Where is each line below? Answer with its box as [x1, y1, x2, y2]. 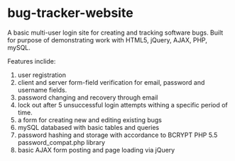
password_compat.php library [17, 138, 105, 146]
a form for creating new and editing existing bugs [17, 115, 162, 124]
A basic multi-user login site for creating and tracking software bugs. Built [7, 28, 224, 37]
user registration [17, 71, 66, 79]
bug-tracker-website [7, 5, 133, 21]
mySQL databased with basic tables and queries [17, 123, 160, 131]
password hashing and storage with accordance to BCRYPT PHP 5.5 [17, 131, 218, 139]
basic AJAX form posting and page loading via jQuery [17, 145, 175, 154]
